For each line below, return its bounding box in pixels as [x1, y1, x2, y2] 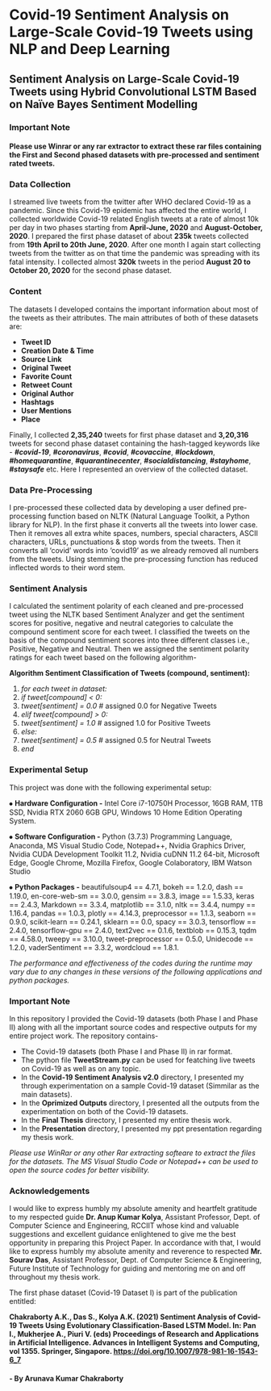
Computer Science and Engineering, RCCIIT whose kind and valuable [9, 1221, 240, 1230]
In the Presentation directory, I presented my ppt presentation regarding [20, 1124, 262, 1133]
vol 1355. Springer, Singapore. [9, 1347, 112, 1356]
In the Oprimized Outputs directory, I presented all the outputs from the [20, 1098, 261, 1108]
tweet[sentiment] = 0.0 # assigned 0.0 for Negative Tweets [20, 701, 217, 711]
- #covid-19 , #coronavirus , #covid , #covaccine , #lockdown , [9, 446, 216, 457]
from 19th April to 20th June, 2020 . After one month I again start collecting [9, 240, 261, 249]
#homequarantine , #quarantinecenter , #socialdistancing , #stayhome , [9, 455, 252, 465]
